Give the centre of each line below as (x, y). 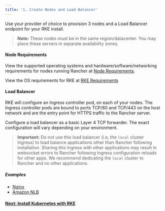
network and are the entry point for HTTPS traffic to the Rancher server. (78, 113)
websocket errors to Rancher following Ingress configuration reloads (87, 153)
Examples (16, 174)
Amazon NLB (26, 192)
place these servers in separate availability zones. (68, 43)
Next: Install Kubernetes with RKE (40, 203)
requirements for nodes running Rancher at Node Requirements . (70, 71)
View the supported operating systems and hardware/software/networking (81, 66)
